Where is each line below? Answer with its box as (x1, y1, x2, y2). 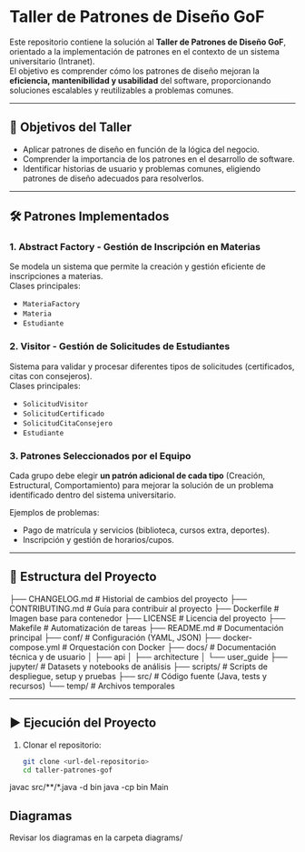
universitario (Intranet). (9, 55, 95, 66)
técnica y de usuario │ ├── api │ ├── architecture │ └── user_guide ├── (9, 651, 288, 662)
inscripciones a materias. (9, 271, 103, 282)
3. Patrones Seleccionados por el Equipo (9, 449, 192, 462)
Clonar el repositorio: (22, 739, 102, 750)
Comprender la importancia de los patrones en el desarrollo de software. (22, 153, 295, 165)
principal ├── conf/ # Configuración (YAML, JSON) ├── (9, 632, 221, 643)
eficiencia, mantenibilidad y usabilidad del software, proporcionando (9, 75, 271, 85)
